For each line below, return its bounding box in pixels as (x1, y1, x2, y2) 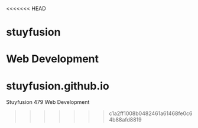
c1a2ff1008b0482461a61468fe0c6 (109, 110, 193, 117)
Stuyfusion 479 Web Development (6, 99, 90, 106)
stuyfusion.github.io (6, 79, 109, 93)
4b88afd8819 (109, 116, 142, 123)
